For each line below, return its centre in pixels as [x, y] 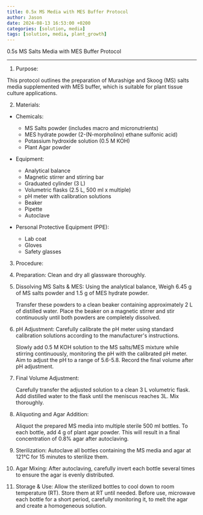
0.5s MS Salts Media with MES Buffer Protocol [64, 51]
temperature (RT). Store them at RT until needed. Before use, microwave [105, 493]
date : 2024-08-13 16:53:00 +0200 [49, 23]
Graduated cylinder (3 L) [55, 184]
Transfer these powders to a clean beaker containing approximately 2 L [104, 305]
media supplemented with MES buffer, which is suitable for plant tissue [95, 87]
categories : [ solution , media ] [46, 29]
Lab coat [36, 239]
